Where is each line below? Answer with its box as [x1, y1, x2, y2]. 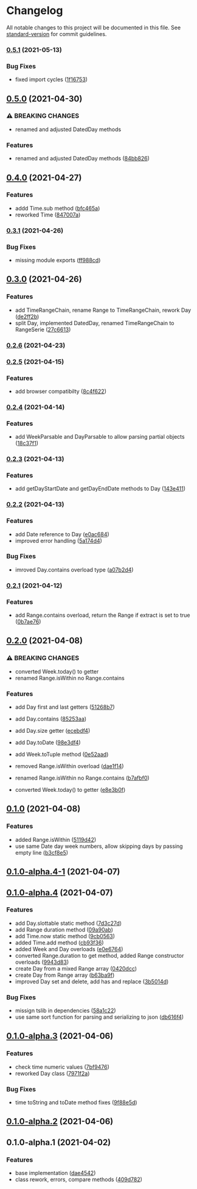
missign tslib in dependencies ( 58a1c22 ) [15, 1007, 117, 1015]
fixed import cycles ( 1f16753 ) [15, 76, 88, 83]
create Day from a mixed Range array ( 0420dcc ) [15, 964, 137, 972]
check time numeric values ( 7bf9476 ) [15, 1063, 109, 1071]
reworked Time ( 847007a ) [15, 211, 81, 218]
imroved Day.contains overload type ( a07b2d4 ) [15, 566, 134, 573]
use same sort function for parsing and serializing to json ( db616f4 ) [15, 1013, 184, 1021]
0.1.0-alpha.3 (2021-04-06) [6, 1031, 114, 1041]
